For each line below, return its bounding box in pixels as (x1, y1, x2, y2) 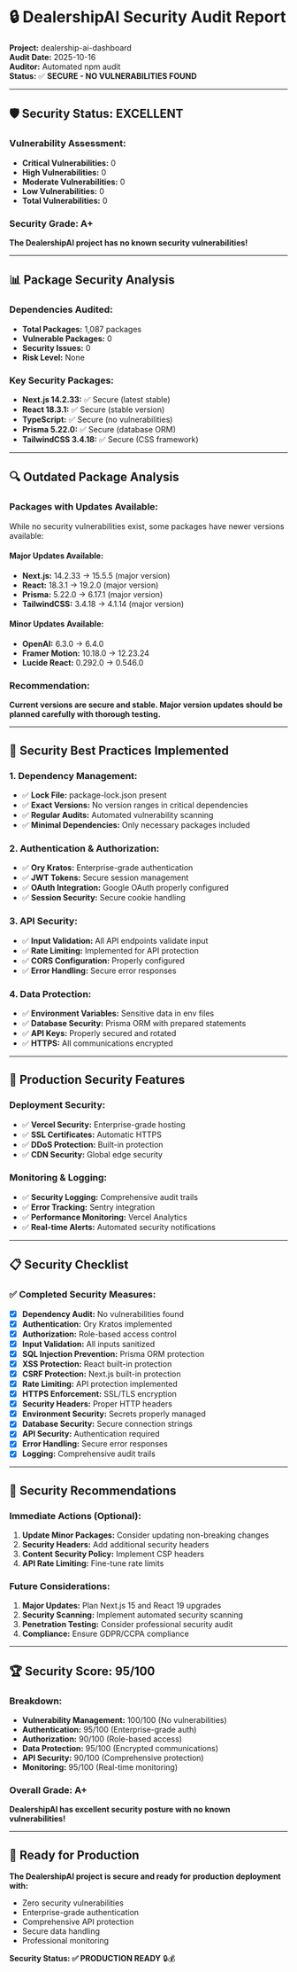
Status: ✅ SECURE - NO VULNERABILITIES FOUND (9, 70, 197, 81)
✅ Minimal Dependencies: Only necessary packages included (21, 819, 250, 830)
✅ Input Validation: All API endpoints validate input (21, 935, 209, 946)
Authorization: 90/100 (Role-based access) (21, 1734, 183, 1744)
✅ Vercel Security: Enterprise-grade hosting (21, 1119, 186, 1130)
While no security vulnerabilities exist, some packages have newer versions (9, 520, 285, 532)
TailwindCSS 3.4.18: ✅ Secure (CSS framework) (21, 433, 199, 444)
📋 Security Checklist (9, 1258, 129, 1273)
